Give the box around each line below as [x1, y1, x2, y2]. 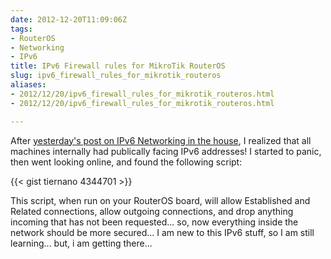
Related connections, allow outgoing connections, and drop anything [10, 205, 294, 217]
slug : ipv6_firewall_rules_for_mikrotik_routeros [10, 71, 222, 81]
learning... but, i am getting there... [10, 237, 153, 249]
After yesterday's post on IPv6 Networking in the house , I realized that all [10, 134, 312, 146]
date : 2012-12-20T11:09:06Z [10, 14, 128, 25]
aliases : [10, 80, 47, 90]
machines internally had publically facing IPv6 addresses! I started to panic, [10, 145, 322, 157]
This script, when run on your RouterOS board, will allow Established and [10, 194, 311, 206]
